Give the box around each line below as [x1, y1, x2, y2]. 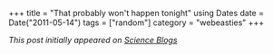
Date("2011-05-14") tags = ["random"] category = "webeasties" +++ [8, 17, 265, 28]
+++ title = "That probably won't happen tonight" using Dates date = [8, 8, 265, 18]
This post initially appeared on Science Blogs [8, 35, 178, 45]
